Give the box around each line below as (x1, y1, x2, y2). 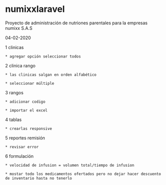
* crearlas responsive (5, 126, 52, 131)
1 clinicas (5, 44, 24, 50)
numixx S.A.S (5, 25, 33, 31)
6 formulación (5, 153, 34, 159)
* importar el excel (5, 108, 48, 113)
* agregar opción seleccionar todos (5, 54, 81, 59)
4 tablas (5, 117, 22, 123)
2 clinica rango (5, 62, 36, 68)
